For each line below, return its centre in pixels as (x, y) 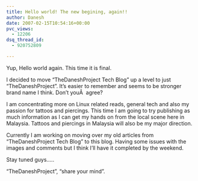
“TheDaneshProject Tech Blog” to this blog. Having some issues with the (96, 141)
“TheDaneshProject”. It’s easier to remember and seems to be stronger (94, 86)
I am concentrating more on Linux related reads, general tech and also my (98, 104)
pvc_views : (20, 29)
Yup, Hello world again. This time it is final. (59, 68)
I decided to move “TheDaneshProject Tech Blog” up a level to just (89, 80)
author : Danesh (25, 17)
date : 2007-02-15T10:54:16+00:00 (48, 23)
